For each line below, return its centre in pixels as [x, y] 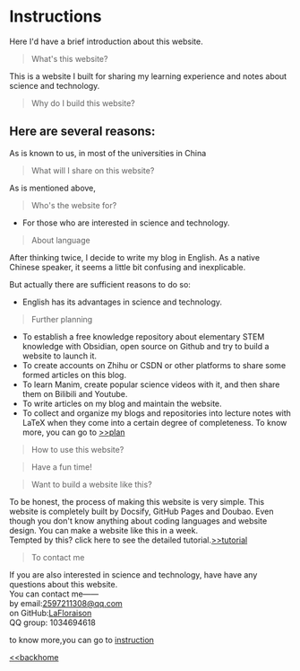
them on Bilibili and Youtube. [75, 393]
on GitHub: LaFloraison [51, 613]
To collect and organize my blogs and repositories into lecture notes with [156, 413]
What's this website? [69, 58]
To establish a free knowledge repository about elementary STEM [143, 336]
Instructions [56, 17]
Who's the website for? [74, 205]
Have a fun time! [61, 467]
